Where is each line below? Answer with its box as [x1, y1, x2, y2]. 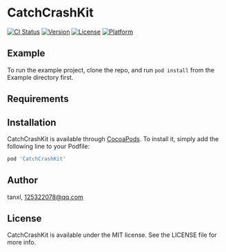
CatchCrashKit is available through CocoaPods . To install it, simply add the [7, 134, 219, 143]
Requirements [7, 93, 69, 105]
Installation [7, 116, 56, 128]
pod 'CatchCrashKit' [7, 155, 67, 162]
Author [7, 174, 38, 187]
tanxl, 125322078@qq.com [7, 193, 84, 201]
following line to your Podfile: [7, 142, 90, 150]
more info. [7, 238, 37, 246]
